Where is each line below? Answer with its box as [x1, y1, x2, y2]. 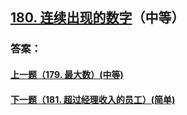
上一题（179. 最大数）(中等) [10, 68, 124, 80]
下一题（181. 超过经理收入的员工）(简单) [10, 93, 176, 105]
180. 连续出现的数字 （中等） [10, 9, 185, 27]
